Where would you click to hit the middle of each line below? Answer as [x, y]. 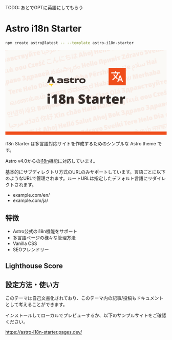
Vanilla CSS [25, 243]
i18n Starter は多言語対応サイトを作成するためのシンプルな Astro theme [81, 144]
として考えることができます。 [36, 305]
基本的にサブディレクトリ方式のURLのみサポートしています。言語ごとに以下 [85, 172]
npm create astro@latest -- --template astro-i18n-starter [70, 43]
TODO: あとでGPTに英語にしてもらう [44, 7]
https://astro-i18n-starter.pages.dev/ [44, 332]
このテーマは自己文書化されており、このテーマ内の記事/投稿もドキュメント [84, 298]
